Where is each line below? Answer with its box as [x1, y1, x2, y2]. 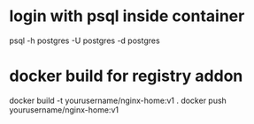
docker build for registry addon [9, 66, 243, 86]
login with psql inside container [9, 6, 245, 26]
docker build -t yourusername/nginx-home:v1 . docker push [9, 95, 227, 106]
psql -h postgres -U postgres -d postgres [9, 35, 161, 46]
